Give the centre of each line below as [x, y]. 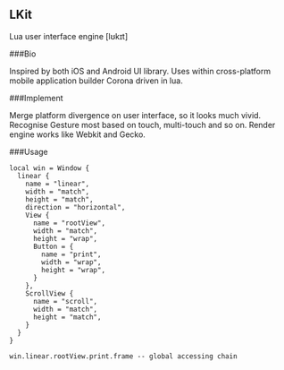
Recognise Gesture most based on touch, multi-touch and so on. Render [142, 125]
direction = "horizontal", [75, 207]
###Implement [37, 98]
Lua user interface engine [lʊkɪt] [68, 36]
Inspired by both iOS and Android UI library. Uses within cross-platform [140, 71]
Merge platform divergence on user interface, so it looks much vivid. [135, 115]
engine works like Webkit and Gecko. [77, 134]
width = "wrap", [71, 262]
